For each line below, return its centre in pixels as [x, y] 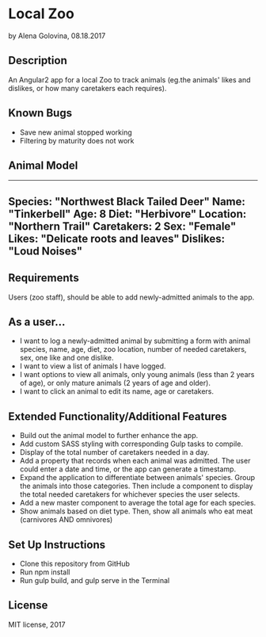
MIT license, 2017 [37, 624]
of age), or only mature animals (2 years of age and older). [115, 383]
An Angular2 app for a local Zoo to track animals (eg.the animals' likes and [129, 79]
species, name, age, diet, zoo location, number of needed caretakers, [133, 349]
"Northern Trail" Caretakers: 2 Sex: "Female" [122, 226]
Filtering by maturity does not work [77, 140]
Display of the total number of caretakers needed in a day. [114, 452]
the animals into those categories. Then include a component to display [136, 486]
